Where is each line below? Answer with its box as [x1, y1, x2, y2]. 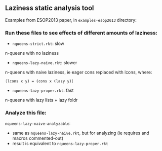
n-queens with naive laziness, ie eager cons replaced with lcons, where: [5, 69, 152, 75]
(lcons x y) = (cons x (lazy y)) [5, 79, 74, 84]
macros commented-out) [12, 135, 64, 141]
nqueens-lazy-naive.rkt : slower [12, 60, 78, 66]
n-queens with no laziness [5, 50, 59, 56]
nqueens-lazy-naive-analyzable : [5, 120, 71, 126]
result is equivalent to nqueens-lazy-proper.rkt [12, 141, 109, 147]
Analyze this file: [5, 110, 47, 116]
